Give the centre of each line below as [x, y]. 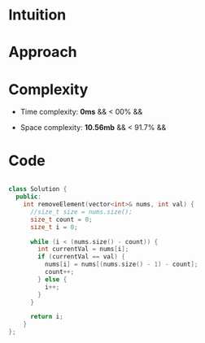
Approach [43, 52]
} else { [52, 279]
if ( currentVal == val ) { [82, 257]
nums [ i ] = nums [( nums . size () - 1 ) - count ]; [121, 265]
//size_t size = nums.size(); [81, 212]
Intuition [37, 15]
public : [29, 197]
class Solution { [38, 189]
